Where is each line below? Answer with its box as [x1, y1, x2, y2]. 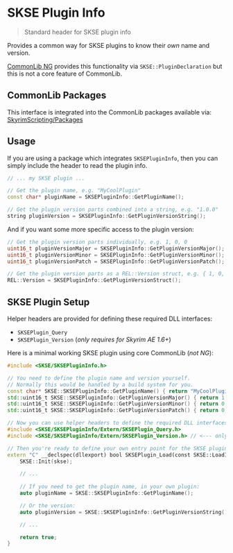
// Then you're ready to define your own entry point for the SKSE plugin [7, 445, 228, 452]
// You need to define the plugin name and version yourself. [7, 375, 191, 382]
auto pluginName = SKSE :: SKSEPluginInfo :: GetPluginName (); [19, 490, 194, 497]
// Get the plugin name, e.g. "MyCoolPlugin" [7, 187, 141, 194]
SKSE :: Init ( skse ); [19, 458, 73, 465]
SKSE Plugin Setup [7, 296, 90, 308]
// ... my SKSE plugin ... [7, 175, 85, 182]
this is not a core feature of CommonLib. [7, 69, 123, 78]
